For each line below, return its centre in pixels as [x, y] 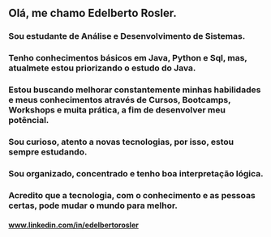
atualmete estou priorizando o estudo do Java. [102, 68]
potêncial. [29, 121]
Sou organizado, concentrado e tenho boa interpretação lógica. [136, 174]
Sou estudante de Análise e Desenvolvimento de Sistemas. [127, 36]
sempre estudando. [48, 152]
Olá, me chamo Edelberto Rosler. [92, 13]
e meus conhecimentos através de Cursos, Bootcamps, [120, 100]
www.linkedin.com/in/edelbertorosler [74, 225]
